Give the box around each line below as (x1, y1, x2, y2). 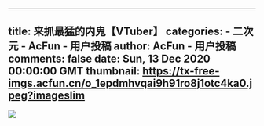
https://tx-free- (142, 64, 220, 78)
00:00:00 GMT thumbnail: (8, 64, 141, 78)
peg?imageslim (8, 89, 85, 103)
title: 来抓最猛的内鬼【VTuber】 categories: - (8, 25, 231, 38)
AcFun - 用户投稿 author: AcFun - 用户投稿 (27, 40, 236, 53)
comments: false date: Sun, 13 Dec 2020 (8, 52, 211, 66)
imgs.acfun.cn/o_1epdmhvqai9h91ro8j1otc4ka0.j (8, 77, 253, 90)
